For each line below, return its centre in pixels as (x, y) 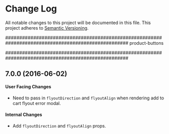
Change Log (31, 9)
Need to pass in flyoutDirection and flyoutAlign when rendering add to (88, 98)
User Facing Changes (28, 86)
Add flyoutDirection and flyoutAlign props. (59, 125)
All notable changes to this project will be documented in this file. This (78, 23)
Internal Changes (24, 115)
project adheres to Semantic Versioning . (47, 28)
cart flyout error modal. (37, 103)
